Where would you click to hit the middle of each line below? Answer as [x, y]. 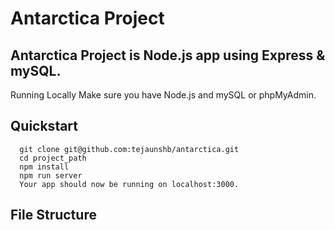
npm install [44, 167]
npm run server [51, 175]
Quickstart [44, 126]
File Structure [53, 215]
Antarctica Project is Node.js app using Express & [168, 55]
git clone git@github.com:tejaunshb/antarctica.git [129, 149]
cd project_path [53, 158]
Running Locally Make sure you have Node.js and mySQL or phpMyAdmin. [163, 95]
